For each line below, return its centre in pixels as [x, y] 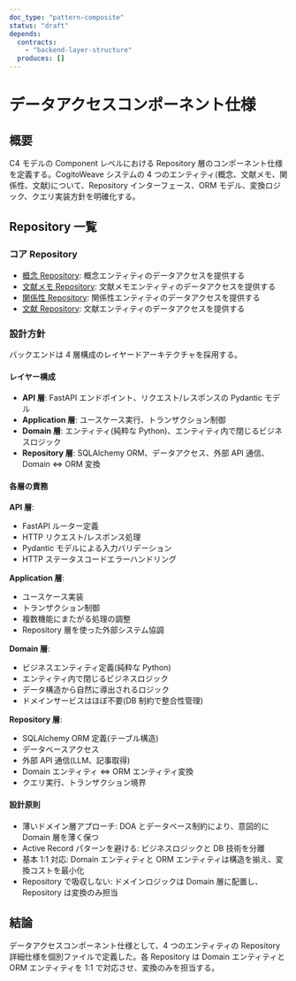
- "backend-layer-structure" [79, 50]
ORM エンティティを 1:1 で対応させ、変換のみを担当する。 [114, 968]
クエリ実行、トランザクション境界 [84, 783]
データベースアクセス [61, 749]
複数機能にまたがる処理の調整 [76, 619]
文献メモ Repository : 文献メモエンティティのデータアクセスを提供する [149, 286]
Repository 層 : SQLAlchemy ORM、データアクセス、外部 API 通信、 [145, 453]
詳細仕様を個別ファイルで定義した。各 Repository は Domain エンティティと [147, 957]
